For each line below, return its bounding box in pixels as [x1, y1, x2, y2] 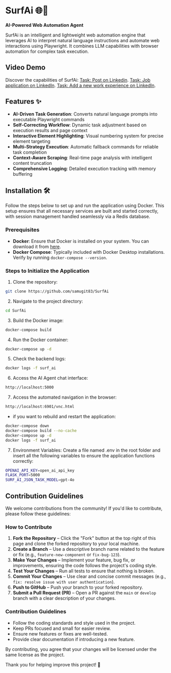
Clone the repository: [12, 278, 58, 285]
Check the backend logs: [12, 356, 66, 362]
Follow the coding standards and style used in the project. [12, 620, 136, 626]
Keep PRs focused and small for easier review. [12, 625, 111, 631]
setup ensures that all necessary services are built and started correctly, [5, 208, 159, 214]
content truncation [12, 160, 52, 166]
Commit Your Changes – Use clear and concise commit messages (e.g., [12, 573, 166, 579]
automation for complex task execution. [5, 48, 89, 54]
